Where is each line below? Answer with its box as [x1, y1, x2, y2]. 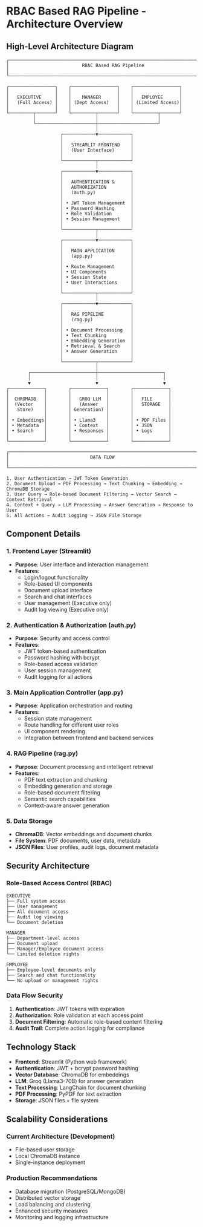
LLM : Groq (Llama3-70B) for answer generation [14, 1077, 134, 1084]
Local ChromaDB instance [14, 1153, 80, 1160]
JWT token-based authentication [24, 647, 107, 655]
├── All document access [6, 909, 69, 915]
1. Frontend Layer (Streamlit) [6, 547, 92, 555]
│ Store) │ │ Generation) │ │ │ [6, 407, 172, 413]
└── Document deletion [6, 919, 63, 925]
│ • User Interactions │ [60, 280, 134, 286]
